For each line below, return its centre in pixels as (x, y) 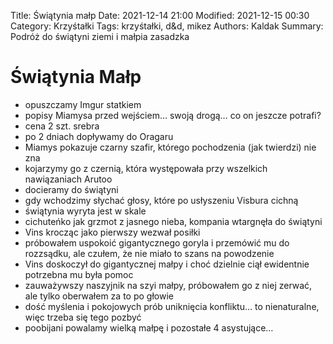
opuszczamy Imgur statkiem (83, 104)
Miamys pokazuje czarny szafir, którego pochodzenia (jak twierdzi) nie (170, 147)
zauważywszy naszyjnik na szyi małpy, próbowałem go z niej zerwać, (168, 285)
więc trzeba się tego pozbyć (83, 317)
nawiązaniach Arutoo (68, 179)
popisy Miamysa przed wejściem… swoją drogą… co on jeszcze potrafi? (173, 115)
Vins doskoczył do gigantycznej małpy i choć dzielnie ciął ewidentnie (167, 264)
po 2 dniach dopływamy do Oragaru (99, 136)
